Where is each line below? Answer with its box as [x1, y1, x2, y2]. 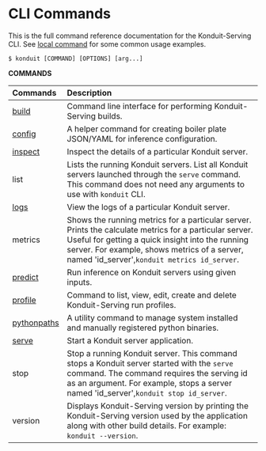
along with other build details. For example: [66, 420, 227, 431]
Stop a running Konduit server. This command [66, 347, 237, 358]
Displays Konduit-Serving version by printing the [66, 400, 249, 411]
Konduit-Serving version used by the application [66, 410, 248, 421]
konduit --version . [66, 430, 139, 441]
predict [12, 271, 39, 282]
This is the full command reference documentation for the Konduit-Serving [8, 31, 252, 40]
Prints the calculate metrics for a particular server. [66, 224, 253, 235]
